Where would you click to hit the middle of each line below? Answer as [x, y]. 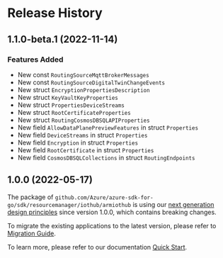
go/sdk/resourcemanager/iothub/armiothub [69, 205]
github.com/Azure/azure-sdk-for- [104, 197]
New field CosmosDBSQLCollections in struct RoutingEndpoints [106, 157]
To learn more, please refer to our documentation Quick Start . [97, 247]
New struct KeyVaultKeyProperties [68, 97]
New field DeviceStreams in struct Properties [82, 135]
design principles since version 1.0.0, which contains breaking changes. [112, 212]
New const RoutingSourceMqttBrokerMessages [84, 74]
